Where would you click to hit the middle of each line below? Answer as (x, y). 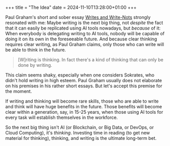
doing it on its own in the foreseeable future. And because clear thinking (81, 39)
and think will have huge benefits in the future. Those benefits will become (84, 106)
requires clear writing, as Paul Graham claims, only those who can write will (85, 44)
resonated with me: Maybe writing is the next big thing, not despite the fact (84, 23)
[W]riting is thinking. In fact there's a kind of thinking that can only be (91, 60)
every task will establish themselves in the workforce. (62, 117)
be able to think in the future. (36, 50)
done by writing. (35, 65)
